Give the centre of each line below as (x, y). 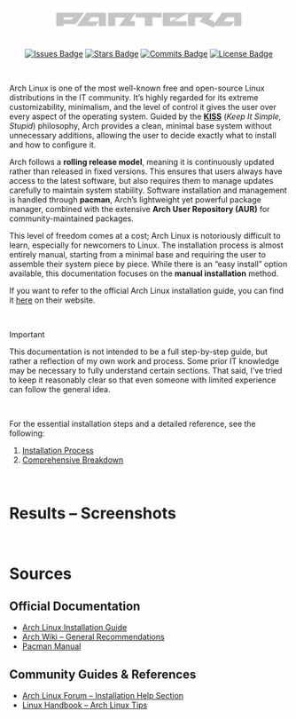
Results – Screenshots (93, 513)
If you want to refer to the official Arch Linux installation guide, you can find (147, 291)
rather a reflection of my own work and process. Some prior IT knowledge (144, 361)
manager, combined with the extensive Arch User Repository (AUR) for (140, 209)
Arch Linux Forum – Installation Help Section (103, 696)
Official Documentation (75, 606)
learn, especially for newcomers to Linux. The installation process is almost (146, 245)
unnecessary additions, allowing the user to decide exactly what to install (143, 136)
